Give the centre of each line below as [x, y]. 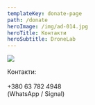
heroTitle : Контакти [37, 33]
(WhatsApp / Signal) [36, 94]
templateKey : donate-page [44, 13]
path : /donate [28, 20]
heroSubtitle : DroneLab [42, 39]
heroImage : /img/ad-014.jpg [48, 26]
